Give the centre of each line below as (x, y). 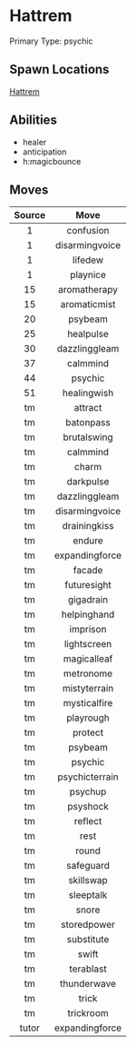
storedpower (88, 925)
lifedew (88, 260)
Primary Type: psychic (51, 41)
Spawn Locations (59, 70)
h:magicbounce (52, 161)
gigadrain (88, 600)
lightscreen (88, 644)
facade (88, 571)
